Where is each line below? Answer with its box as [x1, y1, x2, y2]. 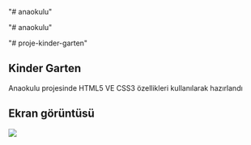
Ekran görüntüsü [8, 107, 95, 121]
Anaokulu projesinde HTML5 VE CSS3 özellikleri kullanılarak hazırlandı [8, 83, 243, 92]
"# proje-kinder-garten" [8, 38, 87, 48]
